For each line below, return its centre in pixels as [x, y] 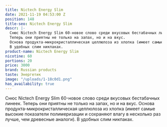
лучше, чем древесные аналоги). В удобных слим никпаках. [69, 119]
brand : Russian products [31, 70]
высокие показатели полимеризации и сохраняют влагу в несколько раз [83, 114]
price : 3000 [17, 65]
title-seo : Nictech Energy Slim [39, 24]
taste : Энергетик [23, 75]
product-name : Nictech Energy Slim [42, 51]
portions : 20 [19, 61]
